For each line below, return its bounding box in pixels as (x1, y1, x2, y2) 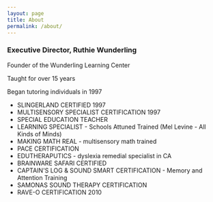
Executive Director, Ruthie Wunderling (7, 45, 137, 55)
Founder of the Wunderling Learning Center (7, 61, 130, 69)
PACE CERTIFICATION (16, 144, 80, 153)
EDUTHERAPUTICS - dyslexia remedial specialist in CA (16, 151, 172, 160)
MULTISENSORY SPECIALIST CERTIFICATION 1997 (16, 108, 161, 116)
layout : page (7, 10, 44, 17)
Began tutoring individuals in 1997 (7, 87, 102, 96)
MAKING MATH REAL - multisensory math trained (16, 137, 157, 145)
